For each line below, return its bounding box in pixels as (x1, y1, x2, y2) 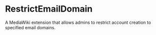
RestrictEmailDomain (5, 3, 93, 15)
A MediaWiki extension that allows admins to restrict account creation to (5, 19, 151, 25)
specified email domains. (5, 24, 55, 30)
